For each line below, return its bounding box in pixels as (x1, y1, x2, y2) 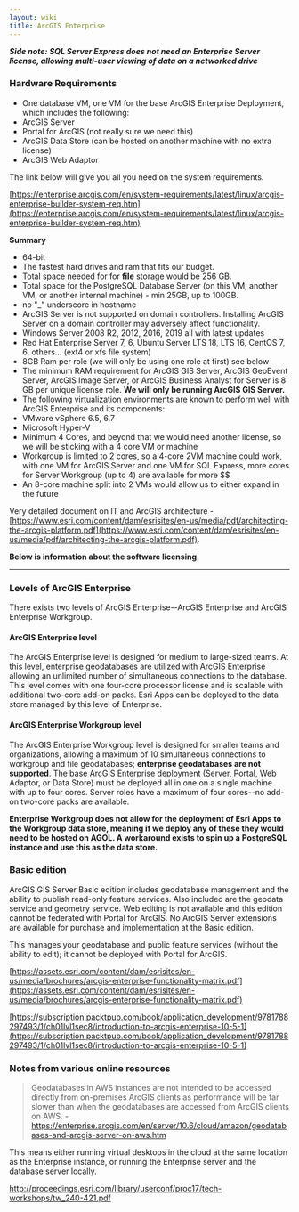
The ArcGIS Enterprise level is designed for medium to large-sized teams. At (9, 652, 289, 663)
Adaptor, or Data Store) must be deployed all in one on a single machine (9, 777, 273, 788)
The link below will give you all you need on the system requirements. (9, 171, 264, 183)
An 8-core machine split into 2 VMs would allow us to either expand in (21, 478, 279, 490)
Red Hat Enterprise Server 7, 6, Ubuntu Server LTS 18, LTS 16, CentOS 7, (21, 337, 286, 347)
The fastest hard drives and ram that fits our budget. (21, 261, 215, 272)
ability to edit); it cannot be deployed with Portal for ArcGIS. (9, 948, 228, 959)
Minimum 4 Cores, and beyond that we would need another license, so (21, 431, 282, 442)
